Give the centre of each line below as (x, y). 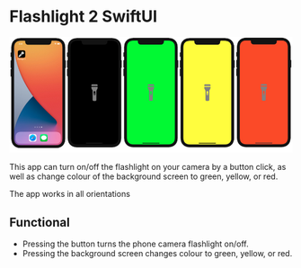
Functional (40, 222)
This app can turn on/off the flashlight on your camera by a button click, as (148, 167)
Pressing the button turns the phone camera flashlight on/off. (135, 244)
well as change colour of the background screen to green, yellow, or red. (144, 176)
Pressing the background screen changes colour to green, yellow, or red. (157, 254)
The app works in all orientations (70, 194)
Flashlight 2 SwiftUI (84, 17)
